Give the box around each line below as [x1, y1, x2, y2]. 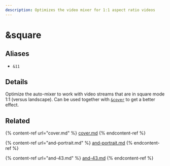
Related [5, 116, 30, 125]
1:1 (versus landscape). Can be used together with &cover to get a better [5, 96, 156, 103]
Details [5, 78, 28, 86]
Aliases [5, 49, 29, 58]
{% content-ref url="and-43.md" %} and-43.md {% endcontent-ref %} [5, 155, 154, 161]
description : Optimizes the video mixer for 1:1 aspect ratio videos [5, 7, 156, 13]
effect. [5, 102, 19, 108]
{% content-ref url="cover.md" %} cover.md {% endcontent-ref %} [5, 130, 146, 136]
